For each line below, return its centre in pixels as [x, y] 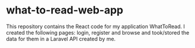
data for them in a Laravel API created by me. [61, 39]
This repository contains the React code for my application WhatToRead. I [96, 26]
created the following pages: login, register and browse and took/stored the [98, 32]
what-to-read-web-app [65, 10]
